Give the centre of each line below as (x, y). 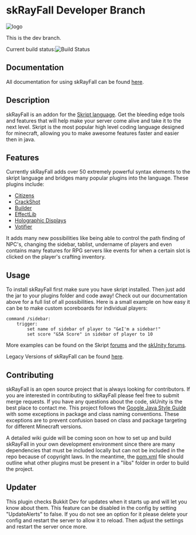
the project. (20, 469)
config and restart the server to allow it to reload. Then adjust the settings (95, 520)
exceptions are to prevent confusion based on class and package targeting (96, 420)
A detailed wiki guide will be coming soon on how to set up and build (89, 438)
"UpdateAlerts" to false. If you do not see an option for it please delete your (97, 514)
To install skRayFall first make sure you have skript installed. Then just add (96, 289)
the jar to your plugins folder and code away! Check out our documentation (97, 296)
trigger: (27, 324)
